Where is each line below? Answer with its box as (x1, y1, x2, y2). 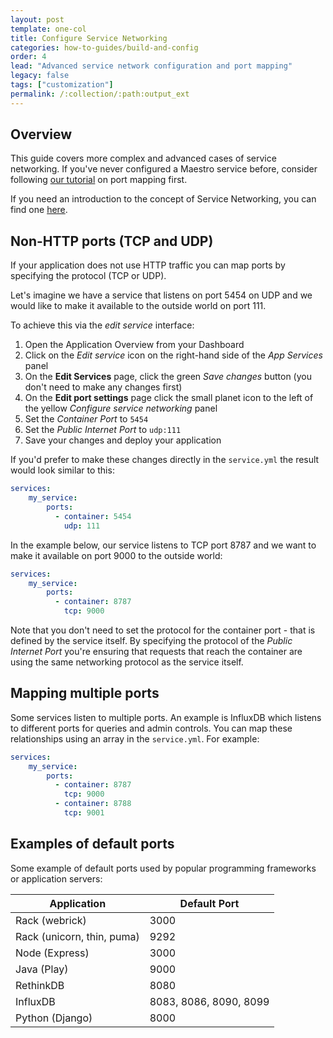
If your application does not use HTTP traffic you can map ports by (10, 259, 286, 271)
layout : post (10, 14, 65, 25)
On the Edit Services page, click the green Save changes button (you (24, 371, 312, 383)
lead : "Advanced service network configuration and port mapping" (10, 61, 293, 71)
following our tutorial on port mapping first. (10, 174, 188, 186)
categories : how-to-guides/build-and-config (10, 42, 199, 53)
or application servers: (10, 872, 103, 885)
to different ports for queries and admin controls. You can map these (10, 722, 293, 734)
